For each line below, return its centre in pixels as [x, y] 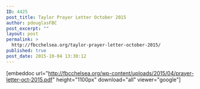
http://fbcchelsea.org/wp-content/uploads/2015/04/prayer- [121, 73]
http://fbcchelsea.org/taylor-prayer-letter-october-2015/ [86, 45]
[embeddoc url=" [27, 73]
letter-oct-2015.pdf [29, 79]
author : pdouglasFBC [32, 23]
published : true [26, 51]
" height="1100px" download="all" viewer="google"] [116, 79]
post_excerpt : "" [28, 28]
